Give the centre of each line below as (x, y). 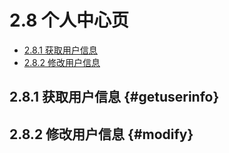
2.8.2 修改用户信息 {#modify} (101, 134)
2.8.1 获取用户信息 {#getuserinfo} (114, 97)
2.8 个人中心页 (69, 20)
